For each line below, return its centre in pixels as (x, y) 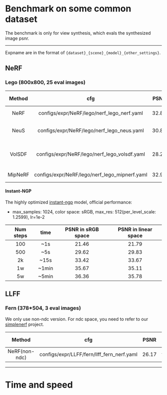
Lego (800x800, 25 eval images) (45, 83)
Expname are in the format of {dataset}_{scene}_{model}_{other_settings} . (83, 52)
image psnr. (17, 38)
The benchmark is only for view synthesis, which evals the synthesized (78, 33)
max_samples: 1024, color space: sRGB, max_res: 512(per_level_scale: (84, 211)
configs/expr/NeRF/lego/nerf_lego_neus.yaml (91, 130)
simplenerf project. (25, 324)
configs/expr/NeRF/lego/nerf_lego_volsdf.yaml (91, 154)
